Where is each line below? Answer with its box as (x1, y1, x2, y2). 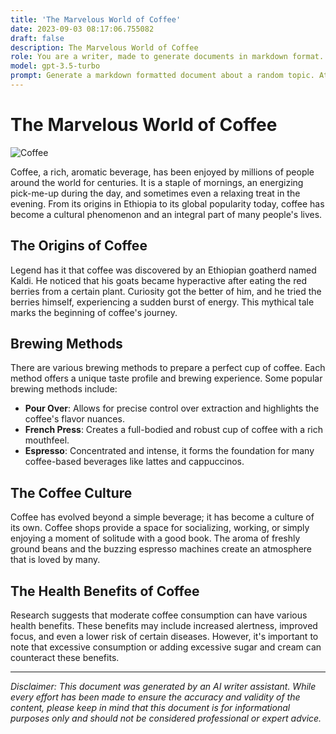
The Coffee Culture (10, 484, 133, 501)
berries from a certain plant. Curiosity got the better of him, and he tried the (10, 285, 322, 297)
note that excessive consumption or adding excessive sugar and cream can (10, 641, 322, 653)
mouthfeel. (24, 434, 70, 446)
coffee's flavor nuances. (24, 413, 125, 425)
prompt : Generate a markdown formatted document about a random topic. (10, 71, 315, 81)
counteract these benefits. (10, 652, 120, 664)
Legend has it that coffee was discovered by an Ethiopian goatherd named (10, 264, 317, 276)
